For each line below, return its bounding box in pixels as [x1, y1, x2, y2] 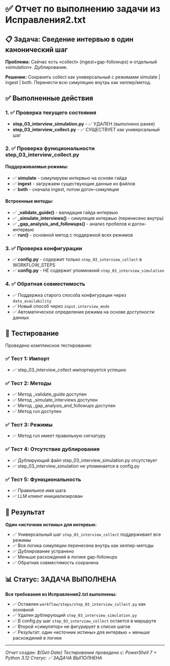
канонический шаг [5, 45, 68, 54]
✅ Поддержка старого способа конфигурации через [12, 292, 126, 298]
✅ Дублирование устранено [12, 548, 74, 554]
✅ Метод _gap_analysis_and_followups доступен [12, 403, 116, 409]
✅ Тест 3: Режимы [5, 421, 53, 428]
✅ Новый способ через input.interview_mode [12, 303, 110, 309]
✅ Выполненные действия [5, 94, 94, 103]
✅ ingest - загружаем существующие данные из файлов [12, 180, 136, 186]
